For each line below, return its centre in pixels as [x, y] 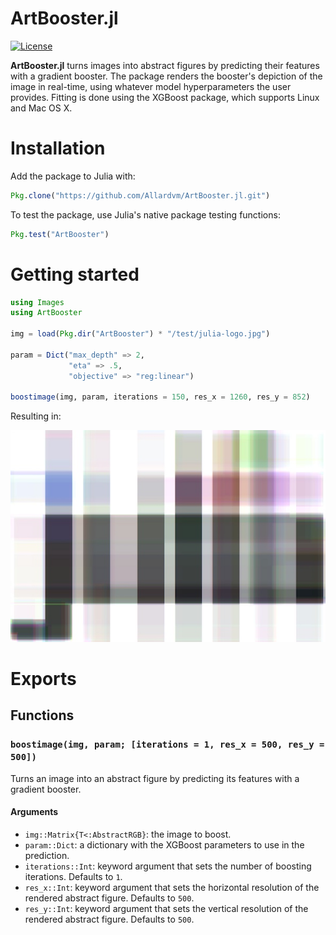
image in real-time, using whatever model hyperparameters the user [151, 86]
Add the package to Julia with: [73, 176]
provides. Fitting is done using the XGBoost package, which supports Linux [165, 97]
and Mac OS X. [41, 108]
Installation [58, 148]
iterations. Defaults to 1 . [73, 876]
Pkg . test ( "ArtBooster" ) [60, 234]
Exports [43, 679]
